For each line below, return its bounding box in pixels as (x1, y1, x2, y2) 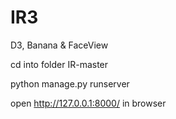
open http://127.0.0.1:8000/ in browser (10, 97, 167, 109)
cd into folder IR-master (10, 58, 109, 70)
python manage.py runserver (10, 77, 130, 90)
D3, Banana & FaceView (10, 39, 109, 51)
